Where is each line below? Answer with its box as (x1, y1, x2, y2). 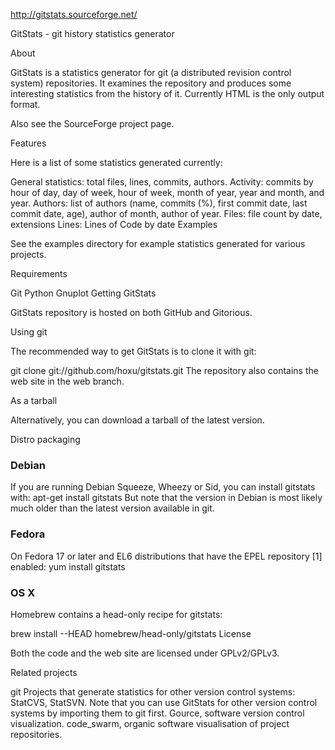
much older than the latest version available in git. (10, 502, 215, 514)
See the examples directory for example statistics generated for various (10, 238, 306, 249)
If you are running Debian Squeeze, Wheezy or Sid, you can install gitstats (10, 481, 316, 493)
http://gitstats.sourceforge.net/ (10, 9, 138, 20)
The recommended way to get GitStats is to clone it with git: (10, 345, 257, 357)
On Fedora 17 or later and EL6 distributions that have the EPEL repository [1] (10, 550, 323, 562)
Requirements (10, 268, 68, 279)
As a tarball (10, 395, 58, 406)
